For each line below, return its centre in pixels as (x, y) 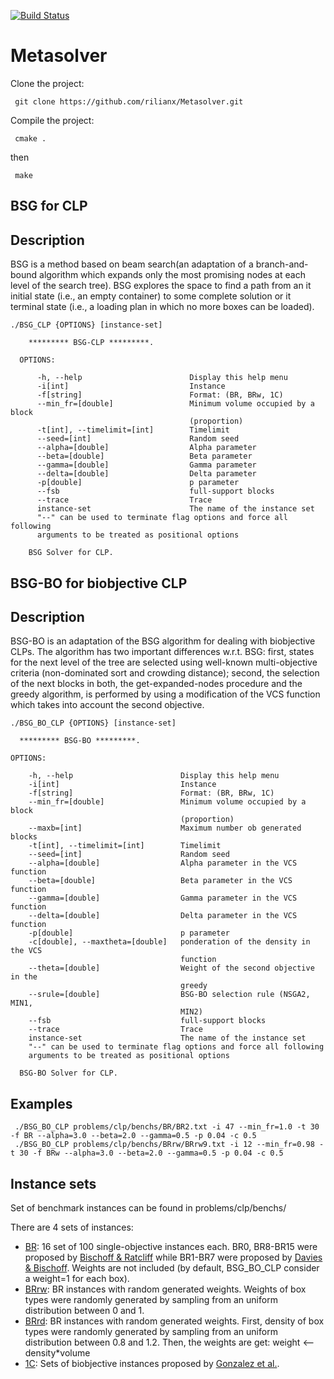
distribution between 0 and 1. (84, 1310)
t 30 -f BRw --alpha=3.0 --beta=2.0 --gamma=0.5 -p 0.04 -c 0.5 (147, 1153)
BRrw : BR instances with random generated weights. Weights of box (165, 1289)
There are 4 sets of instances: (72, 1227)
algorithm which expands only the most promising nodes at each (172, 275)
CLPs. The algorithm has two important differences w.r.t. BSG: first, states (162, 652)
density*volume (57, 1352)
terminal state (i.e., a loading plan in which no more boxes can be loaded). (162, 307)
